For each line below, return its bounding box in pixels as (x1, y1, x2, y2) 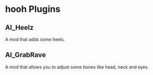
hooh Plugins (5, 3, 61, 15)
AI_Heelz (5, 23, 34, 32)
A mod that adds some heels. (5, 36, 65, 42)
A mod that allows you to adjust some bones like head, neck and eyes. (5, 64, 149, 70)
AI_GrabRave (5, 51, 46, 59)
